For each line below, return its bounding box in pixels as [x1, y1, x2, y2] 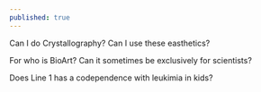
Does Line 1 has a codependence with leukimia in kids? [9, 72, 213, 83]
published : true [9, 13, 70, 22]
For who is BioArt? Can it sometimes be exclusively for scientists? [9, 54, 252, 65]
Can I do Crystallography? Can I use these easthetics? [9, 38, 211, 48]
